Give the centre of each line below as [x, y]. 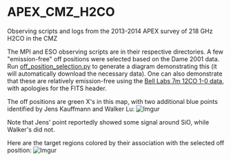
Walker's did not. [31, 129]
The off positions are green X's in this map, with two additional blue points [113, 101]
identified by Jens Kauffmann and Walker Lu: [71, 109]
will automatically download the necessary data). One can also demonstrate [115, 74]
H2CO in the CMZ [32, 38]
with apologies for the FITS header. [57, 88]
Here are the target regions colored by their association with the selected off [116, 142]
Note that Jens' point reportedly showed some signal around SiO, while [108, 122]
